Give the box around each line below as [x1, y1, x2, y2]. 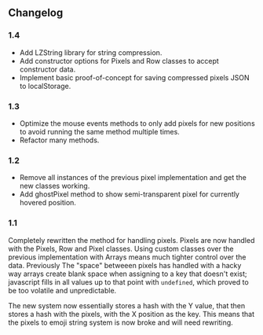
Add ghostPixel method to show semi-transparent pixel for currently [19, 190, 239, 199]
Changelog [8, 6, 64, 20]
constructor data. [19, 64, 76, 74]
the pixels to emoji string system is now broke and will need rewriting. [8, 318, 233, 327]
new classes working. [19, 181, 90, 191]
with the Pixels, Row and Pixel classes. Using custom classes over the [8, 244, 234, 253]
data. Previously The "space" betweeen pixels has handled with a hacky [8, 260, 242, 270]
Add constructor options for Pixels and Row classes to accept [19, 56, 220, 65]
